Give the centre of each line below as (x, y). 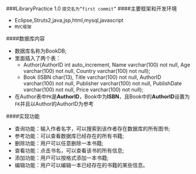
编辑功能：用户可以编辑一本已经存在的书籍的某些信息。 (81, 165)
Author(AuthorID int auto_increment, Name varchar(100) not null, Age (107, 65)
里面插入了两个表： (38, 58)
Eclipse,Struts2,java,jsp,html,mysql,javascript (69, 20)
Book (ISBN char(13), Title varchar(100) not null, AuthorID (92, 77)
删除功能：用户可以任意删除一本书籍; (59, 143)
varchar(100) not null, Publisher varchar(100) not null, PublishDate (103, 83)
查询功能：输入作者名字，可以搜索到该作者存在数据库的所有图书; (92, 128)
